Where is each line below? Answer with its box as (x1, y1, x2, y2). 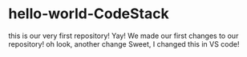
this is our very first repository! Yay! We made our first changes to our (8, 31, 239, 40)
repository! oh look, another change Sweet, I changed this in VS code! (8, 39, 240, 48)
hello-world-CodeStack (8, 5, 170, 23)
